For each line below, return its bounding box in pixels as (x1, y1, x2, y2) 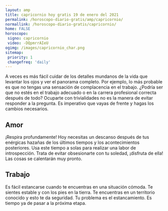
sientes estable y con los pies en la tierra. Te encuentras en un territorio (5, 189, 155, 195)
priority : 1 (7, 54, 33, 60)
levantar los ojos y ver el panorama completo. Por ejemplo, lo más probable (5, 79, 163, 85)
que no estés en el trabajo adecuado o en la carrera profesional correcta (5, 89, 157, 96)
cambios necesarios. (5, 106, 49, 112)
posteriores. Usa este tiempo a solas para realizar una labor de (5, 145, 136, 151)
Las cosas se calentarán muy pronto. (5, 156, 82, 162)
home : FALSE (5, 26, 30, 32)
